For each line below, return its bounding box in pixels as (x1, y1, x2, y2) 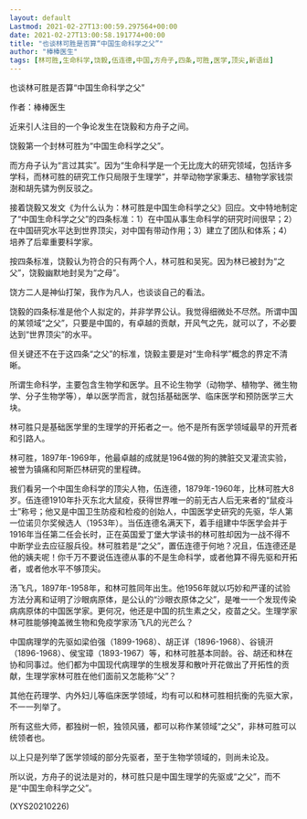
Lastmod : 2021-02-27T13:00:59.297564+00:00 (9, 22, 178, 31)
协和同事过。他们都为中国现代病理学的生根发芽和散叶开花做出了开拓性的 (9, 659, 281, 670)
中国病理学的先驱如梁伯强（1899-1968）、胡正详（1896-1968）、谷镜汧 (9, 636, 274, 647)
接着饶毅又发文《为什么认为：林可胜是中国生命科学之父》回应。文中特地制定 (9, 202, 298, 213)
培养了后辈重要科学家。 (9, 237, 98, 247)
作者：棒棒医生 (9, 101, 66, 112)
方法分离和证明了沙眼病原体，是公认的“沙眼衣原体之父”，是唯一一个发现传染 (9, 594, 297, 604)
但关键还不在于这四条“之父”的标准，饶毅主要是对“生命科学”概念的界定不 (9, 348, 281, 359)
